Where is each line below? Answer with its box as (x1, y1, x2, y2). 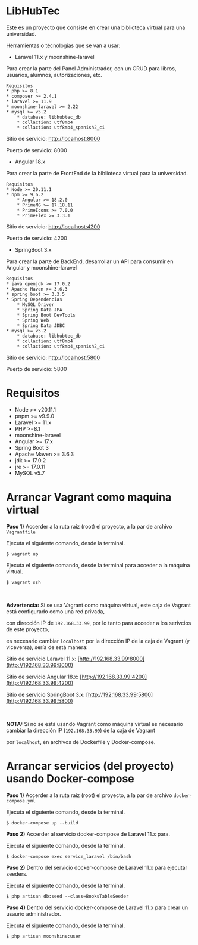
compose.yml (6, 798, 36, 804)
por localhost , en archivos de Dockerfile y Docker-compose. (6, 738, 156, 745)
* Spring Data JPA (17, 307, 62, 313)
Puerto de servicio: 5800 (6, 365, 67, 372)
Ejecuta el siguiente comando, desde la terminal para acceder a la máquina (6, 561, 190, 569)
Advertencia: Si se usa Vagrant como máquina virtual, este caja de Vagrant (6, 601, 191, 609)
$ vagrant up (6, 551, 39, 557)
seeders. (6, 870, 28, 878)
